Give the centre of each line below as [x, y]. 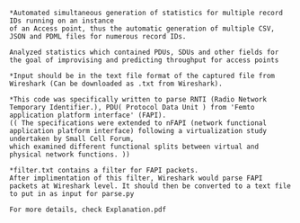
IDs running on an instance [62, 21]
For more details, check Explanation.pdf [88, 210]
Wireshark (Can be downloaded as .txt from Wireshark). [116, 84]
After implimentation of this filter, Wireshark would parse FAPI [136, 178]
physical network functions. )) [70, 155]
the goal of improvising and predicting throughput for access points [144, 60]
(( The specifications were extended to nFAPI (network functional [138, 123]
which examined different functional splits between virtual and [134, 147]
